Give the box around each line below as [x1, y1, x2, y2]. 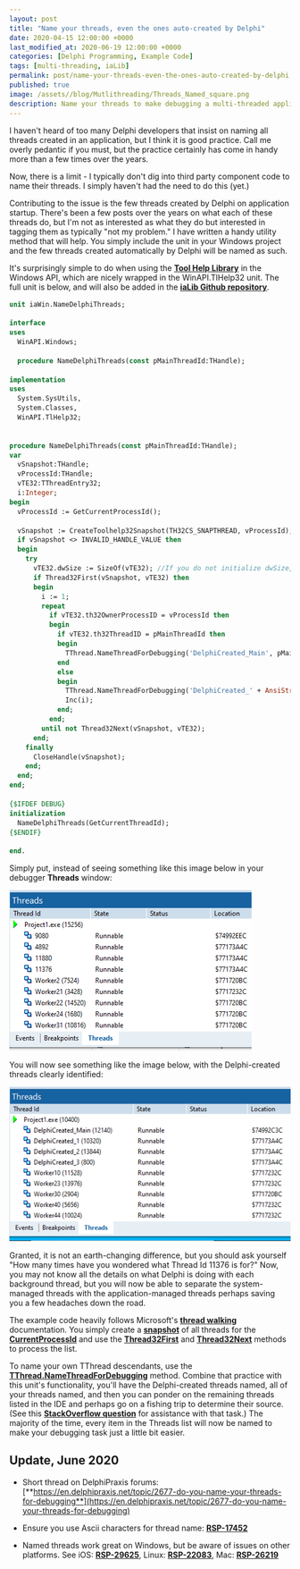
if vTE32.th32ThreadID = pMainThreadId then [56, 630, 226, 639]
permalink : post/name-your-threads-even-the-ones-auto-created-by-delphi [9, 72, 290, 80]
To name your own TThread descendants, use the [9, 1360, 193, 1371]
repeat [41, 602, 66, 611]
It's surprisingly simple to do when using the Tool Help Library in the [9, 262, 262, 273]
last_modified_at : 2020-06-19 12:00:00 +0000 [9, 43, 181, 52]
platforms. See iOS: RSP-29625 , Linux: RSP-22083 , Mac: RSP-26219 [21, 1549, 279, 1560]
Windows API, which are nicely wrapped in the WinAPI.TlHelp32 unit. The [9, 272, 279, 283]
